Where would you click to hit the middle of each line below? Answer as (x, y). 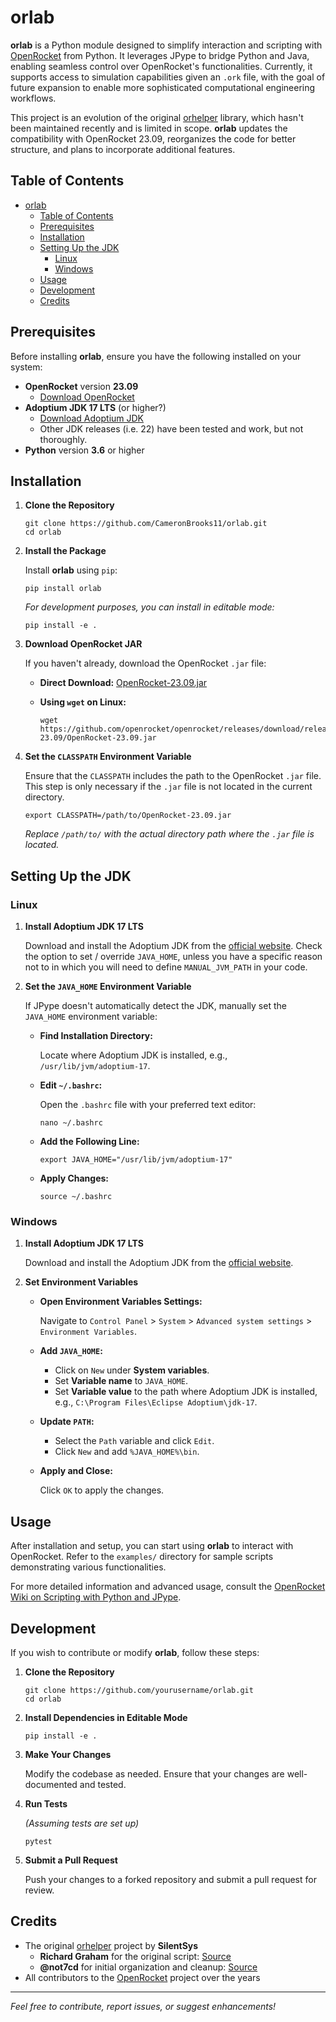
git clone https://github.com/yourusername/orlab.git (139, 1690)
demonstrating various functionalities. (88, 1567)
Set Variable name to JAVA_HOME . (121, 1381)
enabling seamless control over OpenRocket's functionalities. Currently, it (161, 66)
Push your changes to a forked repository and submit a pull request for (170, 1879)
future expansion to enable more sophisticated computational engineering (163, 87)
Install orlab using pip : (71, 570)
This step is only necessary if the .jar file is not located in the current (168, 787)
